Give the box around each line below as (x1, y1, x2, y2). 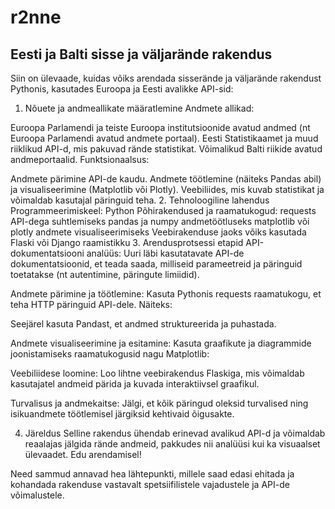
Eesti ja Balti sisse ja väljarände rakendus (10, 46, 273, 63)
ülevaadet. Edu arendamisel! (24, 449, 142, 460)
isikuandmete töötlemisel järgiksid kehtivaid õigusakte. (10, 408, 235, 420)
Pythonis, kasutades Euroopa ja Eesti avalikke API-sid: (10, 83, 234, 95)
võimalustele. (10, 489, 65, 501)
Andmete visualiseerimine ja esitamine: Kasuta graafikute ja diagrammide (10, 337, 312, 349)
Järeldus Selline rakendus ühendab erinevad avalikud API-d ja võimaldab (24, 427, 326, 439)
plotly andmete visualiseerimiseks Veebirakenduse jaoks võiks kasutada (10, 226, 307, 238)
